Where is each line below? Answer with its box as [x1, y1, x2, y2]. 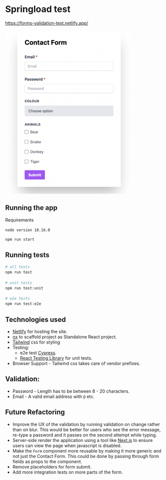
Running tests [5, 250, 50, 259]
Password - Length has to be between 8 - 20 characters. [12, 388, 130, 394]
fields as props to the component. [12, 458, 82, 464]
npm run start [5, 236, 35, 242]
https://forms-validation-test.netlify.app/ [5, 20, 88, 26]
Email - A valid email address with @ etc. [12, 393, 95, 399]
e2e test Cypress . [19, 350, 56, 356]
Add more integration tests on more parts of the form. [12, 469, 123, 475]
